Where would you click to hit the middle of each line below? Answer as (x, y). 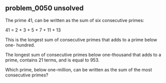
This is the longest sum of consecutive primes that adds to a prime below (81, 39)
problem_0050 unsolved (45, 8)
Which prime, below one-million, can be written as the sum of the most (79, 69)
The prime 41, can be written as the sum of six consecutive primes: (75, 20)
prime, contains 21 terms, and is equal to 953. (52, 60)
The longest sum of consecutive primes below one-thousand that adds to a (83, 54)
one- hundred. (20, 45)
